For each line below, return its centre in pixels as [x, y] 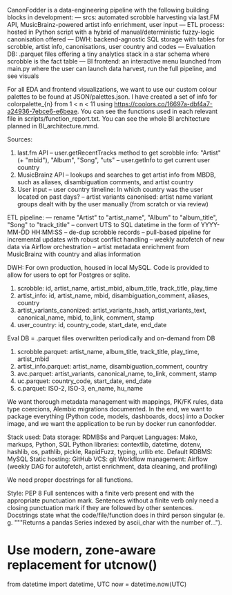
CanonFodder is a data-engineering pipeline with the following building [108, 10]
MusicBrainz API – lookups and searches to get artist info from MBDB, [116, 175]
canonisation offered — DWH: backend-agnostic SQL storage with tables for [116, 39]
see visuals [23, 76]
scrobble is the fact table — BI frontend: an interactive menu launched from [114, 61]
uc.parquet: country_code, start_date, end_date [84, 381]
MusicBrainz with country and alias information [74, 254]
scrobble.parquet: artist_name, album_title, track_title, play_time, [108, 352]
